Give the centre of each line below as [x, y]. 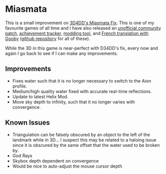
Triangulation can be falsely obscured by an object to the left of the [81, 134]
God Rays [22, 155]
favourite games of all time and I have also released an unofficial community [83, 28]
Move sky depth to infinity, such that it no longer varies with [74, 102]
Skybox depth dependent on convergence [56, 161]
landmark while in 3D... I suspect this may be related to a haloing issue [84, 140]
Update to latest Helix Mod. [40, 96]
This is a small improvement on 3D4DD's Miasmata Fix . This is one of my [80, 23]
